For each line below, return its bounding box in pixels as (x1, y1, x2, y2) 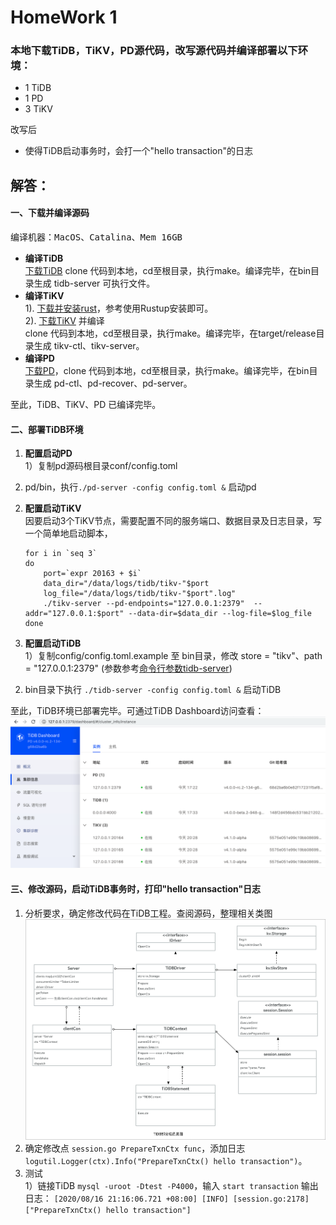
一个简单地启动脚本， (24, 527, 113, 540)
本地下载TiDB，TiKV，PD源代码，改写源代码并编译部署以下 (10, 44, 298, 58)
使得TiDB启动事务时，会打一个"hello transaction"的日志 (24, 145, 253, 157)
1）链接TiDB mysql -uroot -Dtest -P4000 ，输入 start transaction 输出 (24, 1180, 319, 1192)
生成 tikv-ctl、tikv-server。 (33, 340, 145, 352)
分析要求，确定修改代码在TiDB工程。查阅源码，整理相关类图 (24, 907, 273, 919)
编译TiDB (24, 252, 64, 265)
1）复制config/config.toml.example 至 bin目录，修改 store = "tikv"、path (24, 650, 323, 662)
